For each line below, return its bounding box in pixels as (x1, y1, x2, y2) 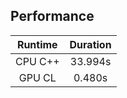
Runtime (16, 37, 58, 51)
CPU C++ (15, 54, 60, 68)
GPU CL (18, 70, 57, 84)
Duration (69, 37, 112, 51)
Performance (10, 8, 95, 25)
